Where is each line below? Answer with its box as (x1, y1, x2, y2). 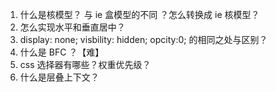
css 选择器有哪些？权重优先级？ (19, 59, 152, 70)
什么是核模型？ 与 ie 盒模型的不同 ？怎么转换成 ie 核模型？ (19, 9, 260, 20)
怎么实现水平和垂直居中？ (19, 21, 126, 33)
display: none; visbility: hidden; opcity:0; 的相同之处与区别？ (19, 34, 268, 45)
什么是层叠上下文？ (19, 71, 100, 83)
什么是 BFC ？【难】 (19, 46, 105, 58)
